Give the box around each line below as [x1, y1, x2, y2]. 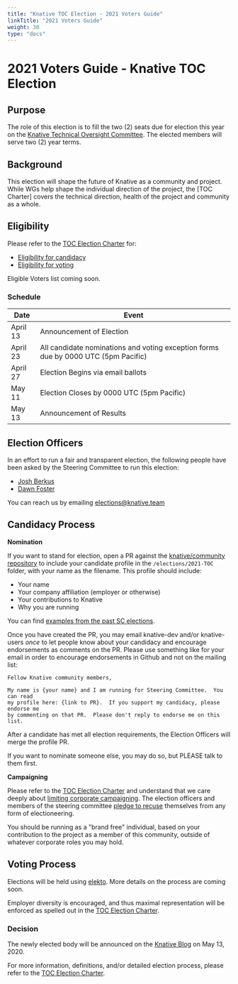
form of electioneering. [7, 809, 74, 817]
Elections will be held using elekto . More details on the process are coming [7, 877, 226, 885]
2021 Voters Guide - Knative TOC [7, 61, 206, 77]
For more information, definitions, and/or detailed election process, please [7, 961, 225, 969]
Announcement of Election [40, 327, 129, 337]
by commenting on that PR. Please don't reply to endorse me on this [7, 711, 220, 719]
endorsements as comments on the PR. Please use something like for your [7, 645, 225, 653]
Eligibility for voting [17, 260, 74, 269]
